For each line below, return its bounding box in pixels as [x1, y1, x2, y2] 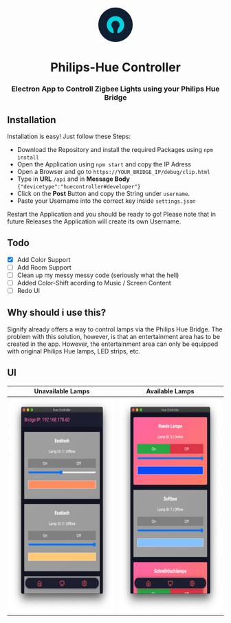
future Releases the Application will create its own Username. [7, 217, 181, 226]
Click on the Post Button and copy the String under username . [16, 189, 190, 197]
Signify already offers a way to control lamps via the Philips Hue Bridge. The [7, 325, 223, 334]
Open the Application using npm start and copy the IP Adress [16, 160, 191, 168]
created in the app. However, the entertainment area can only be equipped [7, 340, 219, 348]
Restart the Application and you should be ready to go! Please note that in [7, 210, 217, 218]
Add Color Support [16, 255, 71, 263]
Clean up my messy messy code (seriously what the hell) [16, 271, 179, 279]
